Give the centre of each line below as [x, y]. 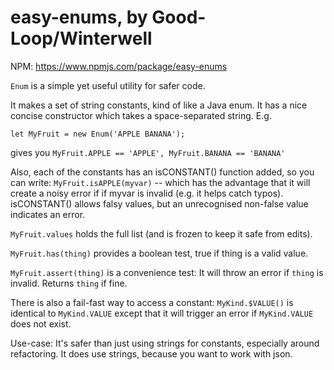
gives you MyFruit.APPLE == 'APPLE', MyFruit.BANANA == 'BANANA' [148, 152]
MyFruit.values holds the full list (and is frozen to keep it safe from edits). [161, 233]
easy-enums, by [79, 17]
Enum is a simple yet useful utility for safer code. [108, 85]
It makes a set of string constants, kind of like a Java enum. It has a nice [159, 105]
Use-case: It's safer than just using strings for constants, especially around [165, 343]
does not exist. [41, 323]
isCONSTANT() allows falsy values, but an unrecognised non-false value [159, 203]
